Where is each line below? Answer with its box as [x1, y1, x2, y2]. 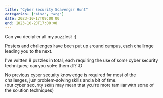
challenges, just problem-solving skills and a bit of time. [5, 77, 117, 83]
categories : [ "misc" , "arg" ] [5, 12, 64, 16]
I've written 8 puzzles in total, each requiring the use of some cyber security [5, 57, 158, 63]
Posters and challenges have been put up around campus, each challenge [5, 43, 154, 49]
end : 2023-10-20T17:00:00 [5, 20, 57, 26]
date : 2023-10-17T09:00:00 [5, 16, 60, 21]
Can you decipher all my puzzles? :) [5, 34, 77, 40]
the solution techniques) [5, 87, 54, 93]
